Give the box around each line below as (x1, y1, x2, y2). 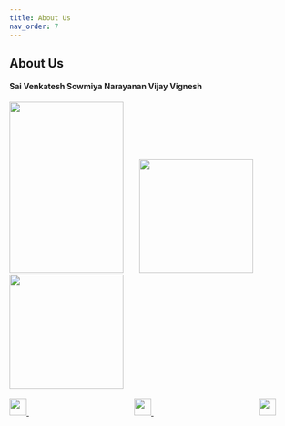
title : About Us (9, 13, 71, 23)
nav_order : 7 (9, 22, 59, 31)
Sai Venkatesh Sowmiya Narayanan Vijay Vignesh (9, 81, 203, 92)
